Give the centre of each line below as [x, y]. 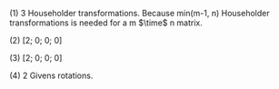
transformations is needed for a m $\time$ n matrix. [106, 23]
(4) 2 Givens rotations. [51, 75]
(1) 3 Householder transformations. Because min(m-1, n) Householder [139, 13]
